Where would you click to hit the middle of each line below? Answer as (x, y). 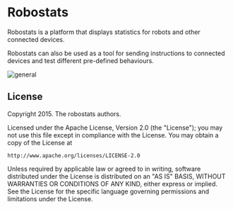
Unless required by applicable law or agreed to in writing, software (104, 169)
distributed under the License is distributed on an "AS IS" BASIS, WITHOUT (116, 176)
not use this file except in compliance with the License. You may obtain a (113, 135)
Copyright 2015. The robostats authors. (64, 113)
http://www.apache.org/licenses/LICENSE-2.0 (74, 156)
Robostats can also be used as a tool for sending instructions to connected (116, 53)
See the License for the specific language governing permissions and (108, 191)
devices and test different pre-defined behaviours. (80, 60)
